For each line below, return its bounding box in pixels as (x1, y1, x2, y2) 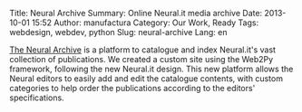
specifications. (9, 92, 65, 103)
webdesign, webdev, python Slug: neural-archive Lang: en (9, 27, 228, 37)
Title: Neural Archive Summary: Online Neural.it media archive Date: (9, 8, 263, 18)
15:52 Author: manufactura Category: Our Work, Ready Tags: (31, 17, 259, 28)
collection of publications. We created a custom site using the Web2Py (9, 54, 274, 64)
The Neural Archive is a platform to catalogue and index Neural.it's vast (9, 44, 277, 55)
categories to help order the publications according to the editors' (9, 83, 256, 93)
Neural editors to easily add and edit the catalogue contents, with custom (9, 73, 284, 84)
